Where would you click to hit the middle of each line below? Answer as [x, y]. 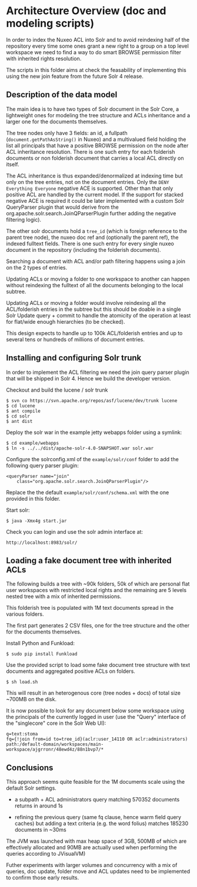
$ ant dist [19, 421]
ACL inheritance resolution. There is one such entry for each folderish [91, 152]
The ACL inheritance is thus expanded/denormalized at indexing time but [95, 176]
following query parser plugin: [43, 465]
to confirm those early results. [43, 878]
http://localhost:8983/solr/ [42, 543]
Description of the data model [62, 95]
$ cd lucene [21, 406]
